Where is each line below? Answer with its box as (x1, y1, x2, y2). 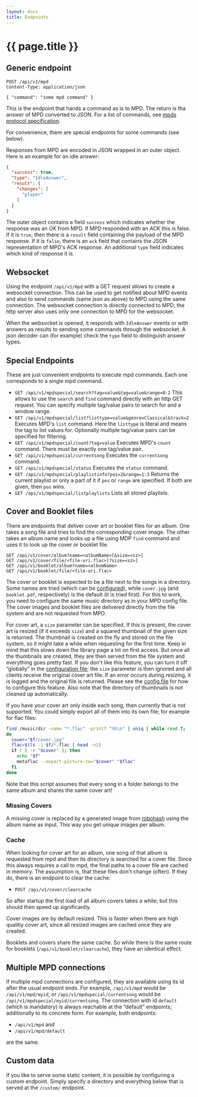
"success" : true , (11, 170, 54, 176)
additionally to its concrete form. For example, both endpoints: (6, 1010, 157, 1017)
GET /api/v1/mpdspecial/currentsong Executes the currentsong (14, 452, 168, 459)
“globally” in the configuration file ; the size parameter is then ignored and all (6, 665, 192, 672)
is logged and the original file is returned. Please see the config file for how (6, 677, 189, 684)
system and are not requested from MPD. (6, 609, 106, 616)
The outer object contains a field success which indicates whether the (6, 219, 175, 226)
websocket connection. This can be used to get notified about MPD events (6, 289, 187, 296)
